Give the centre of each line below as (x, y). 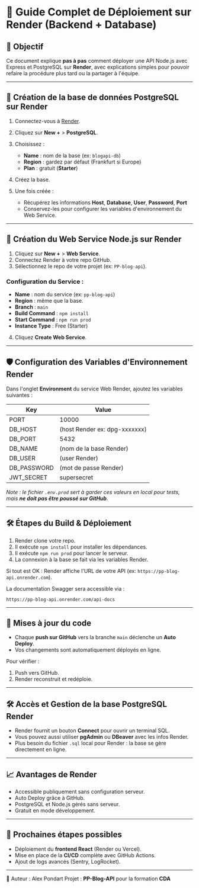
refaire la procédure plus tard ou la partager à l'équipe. (73, 73)
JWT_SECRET (28, 477)
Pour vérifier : (23, 661)
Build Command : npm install (52, 313)
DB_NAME (24, 448)
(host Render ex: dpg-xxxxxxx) (103, 429)
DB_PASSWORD (32, 467)
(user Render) (79, 458)
